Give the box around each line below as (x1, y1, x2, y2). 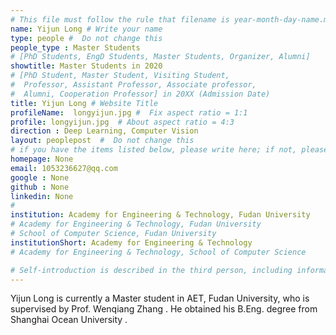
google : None (10, 172, 70, 183)
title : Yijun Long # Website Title (10, 98, 159, 108)
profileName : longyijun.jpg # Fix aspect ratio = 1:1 (10, 107, 248, 118)
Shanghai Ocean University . (10, 314, 128, 326)
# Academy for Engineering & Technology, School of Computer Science (10, 247, 307, 257)
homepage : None (10, 154, 74, 164)
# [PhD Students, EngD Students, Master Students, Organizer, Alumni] (10, 52, 311, 62)
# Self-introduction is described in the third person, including (10, 265, 293, 275)
